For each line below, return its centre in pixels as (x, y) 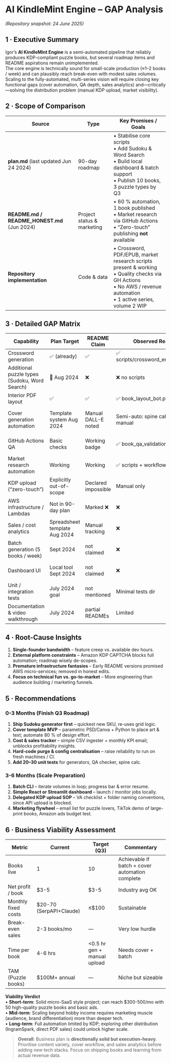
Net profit (19, 887)
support (123, 174)
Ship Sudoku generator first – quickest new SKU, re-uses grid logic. (84, 724)
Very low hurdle (137, 928)
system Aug (64, 419)
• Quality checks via (138, 274)
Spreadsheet (65, 522)
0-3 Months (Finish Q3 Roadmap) (48, 713)
